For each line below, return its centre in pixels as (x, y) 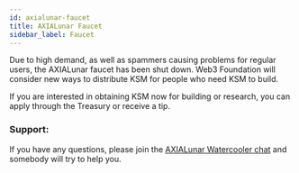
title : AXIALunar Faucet (56, 26)
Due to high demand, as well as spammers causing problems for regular (143, 60)
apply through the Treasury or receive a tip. (90, 106)
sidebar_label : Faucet (52, 34)
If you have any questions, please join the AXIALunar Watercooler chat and (148, 149)
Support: (29, 130)
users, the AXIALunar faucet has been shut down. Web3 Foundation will (143, 69)
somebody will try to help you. (65, 159)
